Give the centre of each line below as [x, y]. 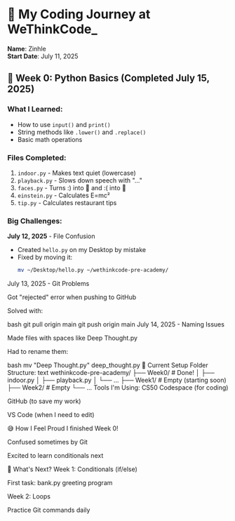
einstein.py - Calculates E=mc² [63, 195]
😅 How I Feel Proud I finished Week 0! [63, 428]
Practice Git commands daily [49, 510]
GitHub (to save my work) [44, 401]
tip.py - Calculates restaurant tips [67, 202]
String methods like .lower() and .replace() [82, 132]
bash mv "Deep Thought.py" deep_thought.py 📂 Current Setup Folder [108, 365]
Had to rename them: [38, 352]
